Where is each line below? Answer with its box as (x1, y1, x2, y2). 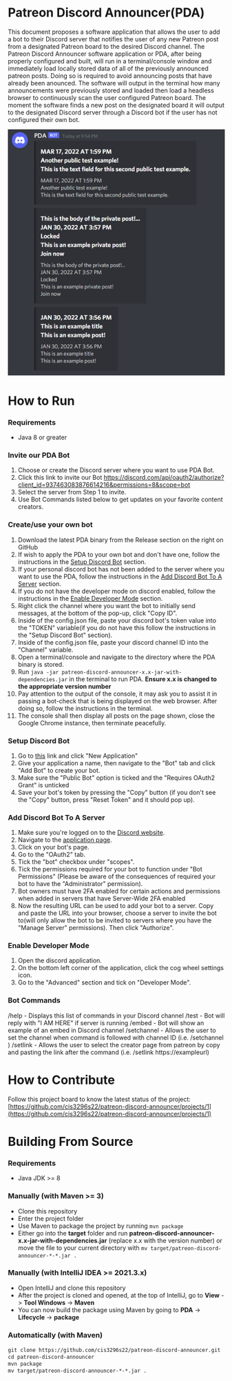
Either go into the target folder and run (17, 1229, 128, 1237)
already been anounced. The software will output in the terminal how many (8, 79, 220, 87)
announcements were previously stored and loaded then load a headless (8, 86, 214, 94)
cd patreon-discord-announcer (8, 1353, 95, 1361)
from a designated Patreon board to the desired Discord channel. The (8, 42, 205, 50)
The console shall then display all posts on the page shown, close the (17, 712, 215, 720)
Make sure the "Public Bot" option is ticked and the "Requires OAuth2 (17, 774, 215, 782)
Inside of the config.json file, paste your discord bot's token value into (17, 616, 216, 625)
